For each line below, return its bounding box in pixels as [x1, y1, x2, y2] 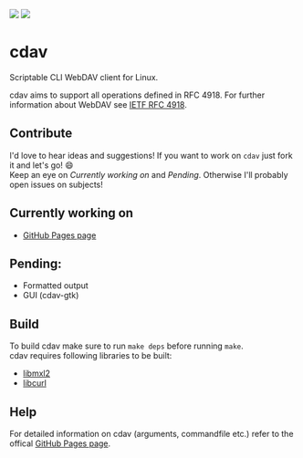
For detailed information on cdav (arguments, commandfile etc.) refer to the [9, 429, 294, 439]
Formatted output [22, 280, 89, 291]
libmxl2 [22, 368, 50, 379]
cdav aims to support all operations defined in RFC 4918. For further [9, 89, 266, 100]
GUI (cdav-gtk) [22, 290, 79, 301]
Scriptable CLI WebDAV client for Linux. [9, 71, 159, 82]
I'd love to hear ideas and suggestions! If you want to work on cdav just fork [9, 150, 294, 161]
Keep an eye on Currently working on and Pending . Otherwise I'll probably [9, 169, 289, 180]
